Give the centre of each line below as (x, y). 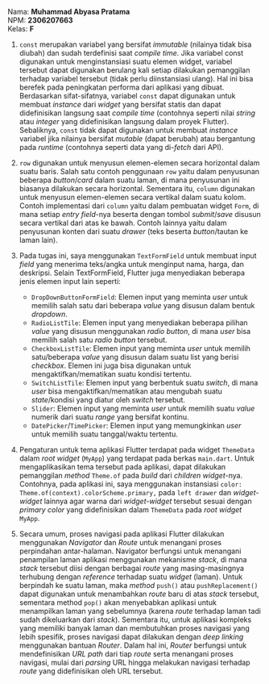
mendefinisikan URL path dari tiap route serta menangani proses (126, 654)
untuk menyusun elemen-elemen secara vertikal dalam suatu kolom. (132, 197)
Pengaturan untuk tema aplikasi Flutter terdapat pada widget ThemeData (137, 450)
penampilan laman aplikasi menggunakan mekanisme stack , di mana (133, 559)
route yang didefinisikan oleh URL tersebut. (91, 671)
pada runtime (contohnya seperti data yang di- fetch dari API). (121, 147)
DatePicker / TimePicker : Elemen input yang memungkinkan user (136, 425)
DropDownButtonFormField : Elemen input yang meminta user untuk (140, 297)
